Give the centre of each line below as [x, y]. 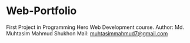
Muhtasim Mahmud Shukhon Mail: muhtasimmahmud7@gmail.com [87, 33]
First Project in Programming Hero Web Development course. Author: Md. [95, 27]
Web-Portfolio [41, 11]
